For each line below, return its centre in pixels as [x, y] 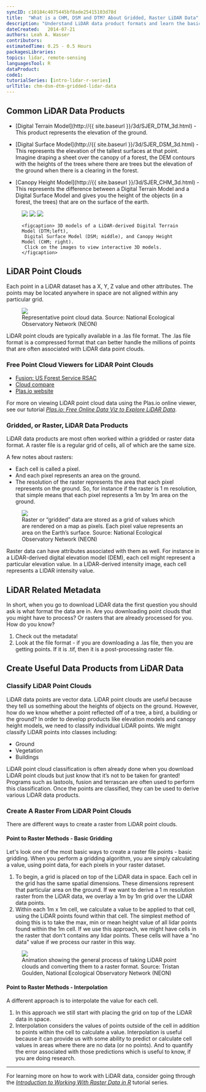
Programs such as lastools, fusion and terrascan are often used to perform [101, 782]
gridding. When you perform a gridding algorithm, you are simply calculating [103, 858]
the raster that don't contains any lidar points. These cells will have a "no [107, 935]
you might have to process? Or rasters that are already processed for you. [100, 618]
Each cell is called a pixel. [48, 469]
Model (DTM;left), [45, 231]
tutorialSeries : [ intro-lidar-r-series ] [59, 80]
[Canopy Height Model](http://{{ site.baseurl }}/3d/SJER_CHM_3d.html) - [107, 182]
